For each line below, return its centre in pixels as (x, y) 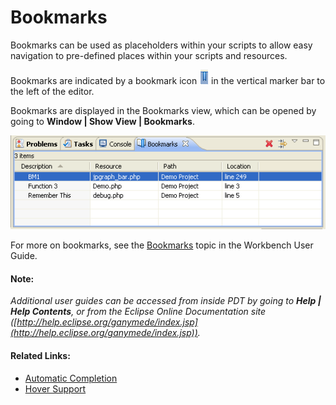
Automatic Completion (71, 378)
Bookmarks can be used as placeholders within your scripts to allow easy (161, 45)
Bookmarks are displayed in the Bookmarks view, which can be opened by (163, 110)
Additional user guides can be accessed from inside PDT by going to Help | (166, 301)
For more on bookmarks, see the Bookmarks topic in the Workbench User (162, 245)
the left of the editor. (52, 91)
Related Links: (40, 355)
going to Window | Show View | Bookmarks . (102, 121)
